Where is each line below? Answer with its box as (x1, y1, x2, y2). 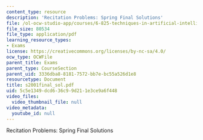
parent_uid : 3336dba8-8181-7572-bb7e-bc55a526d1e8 (6, 71, 137, 77)
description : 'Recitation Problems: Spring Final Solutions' (6, 15, 164, 21)
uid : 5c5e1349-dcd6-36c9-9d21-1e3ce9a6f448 (6, 88, 118, 94)
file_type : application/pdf (6, 32, 77, 38)
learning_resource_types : (6, 37, 71, 43)
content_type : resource (6, 8, 66, 15)
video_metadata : (6, 104, 47, 111)
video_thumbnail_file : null (11, 99, 83, 105)
